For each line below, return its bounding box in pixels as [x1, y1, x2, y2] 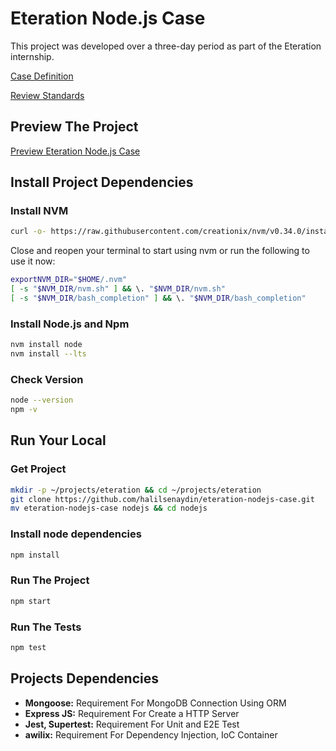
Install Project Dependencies [10, 174, 194, 191]
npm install [10, 550, 60, 560]
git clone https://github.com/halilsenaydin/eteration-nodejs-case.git [10, 494, 315, 504]
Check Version [10, 372, 84, 386]
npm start [10, 596, 52, 606]
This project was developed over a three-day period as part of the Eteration [10, 40, 322, 52]
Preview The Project [10, 118, 139, 136]
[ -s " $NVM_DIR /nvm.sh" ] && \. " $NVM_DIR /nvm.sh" [10, 284, 226, 294]
